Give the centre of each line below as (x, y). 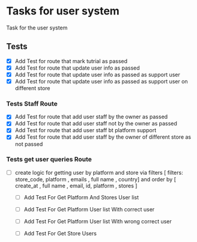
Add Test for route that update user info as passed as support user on (101, 81)
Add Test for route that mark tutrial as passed (71, 61)
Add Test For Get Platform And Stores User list (81, 197)
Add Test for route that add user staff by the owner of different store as (103, 137)
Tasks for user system (63, 11)
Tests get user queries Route (49, 159)
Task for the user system (37, 28)
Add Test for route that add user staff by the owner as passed (91, 117)
